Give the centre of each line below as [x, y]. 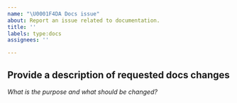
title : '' [22, 27]
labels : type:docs [34, 34]
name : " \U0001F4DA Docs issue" [54, 14]
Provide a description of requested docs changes [119, 75]
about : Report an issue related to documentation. [84, 20]
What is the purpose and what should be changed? [83, 92]
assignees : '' [28, 40]
